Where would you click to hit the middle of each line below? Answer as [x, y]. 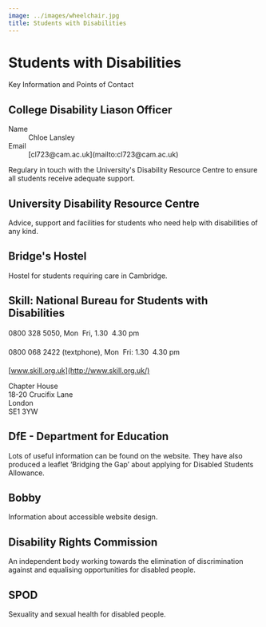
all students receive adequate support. [72, 179]
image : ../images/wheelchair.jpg [64, 16]
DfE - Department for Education [89, 437]
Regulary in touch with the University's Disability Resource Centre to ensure [133, 170]
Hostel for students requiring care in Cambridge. [88, 276]
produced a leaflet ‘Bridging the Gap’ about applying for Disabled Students [131, 464]
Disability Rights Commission [83, 542]
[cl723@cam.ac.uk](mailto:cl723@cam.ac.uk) [103, 155]
